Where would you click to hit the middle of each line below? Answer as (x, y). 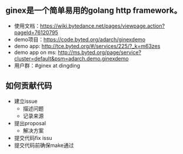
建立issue (26, 101)
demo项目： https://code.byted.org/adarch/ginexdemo (80, 39)
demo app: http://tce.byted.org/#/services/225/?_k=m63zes (87, 46)
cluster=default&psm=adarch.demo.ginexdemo (71, 58)
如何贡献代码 (29, 86)
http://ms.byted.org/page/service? (100, 52)
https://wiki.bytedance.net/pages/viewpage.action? (102, 26)
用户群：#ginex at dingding (47, 65)
